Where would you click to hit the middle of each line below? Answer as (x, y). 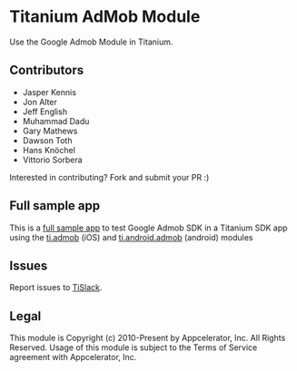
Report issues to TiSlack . (56, 288)
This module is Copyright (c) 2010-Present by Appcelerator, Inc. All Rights (148, 338)
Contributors (47, 70)
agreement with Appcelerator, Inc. (73, 357)
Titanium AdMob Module (105, 17)
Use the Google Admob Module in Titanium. (91, 42)
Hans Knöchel (49, 150)
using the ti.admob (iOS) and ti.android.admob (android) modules (131, 237)
